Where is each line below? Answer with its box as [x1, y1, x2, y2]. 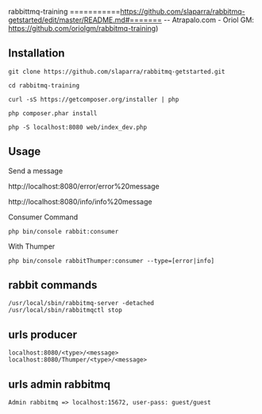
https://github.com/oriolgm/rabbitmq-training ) [8, 24, 159, 33]
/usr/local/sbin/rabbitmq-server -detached [8, 300, 155, 308]
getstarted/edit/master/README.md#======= [8, 15, 163, 25]
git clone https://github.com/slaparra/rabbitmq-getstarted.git [8, 68, 225, 75]
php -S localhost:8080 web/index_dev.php [8, 123, 148, 131]
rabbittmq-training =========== [8, 7, 121, 16]
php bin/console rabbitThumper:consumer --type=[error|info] [8, 257, 215, 265]
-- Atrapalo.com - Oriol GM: [164, 15, 254, 25]
